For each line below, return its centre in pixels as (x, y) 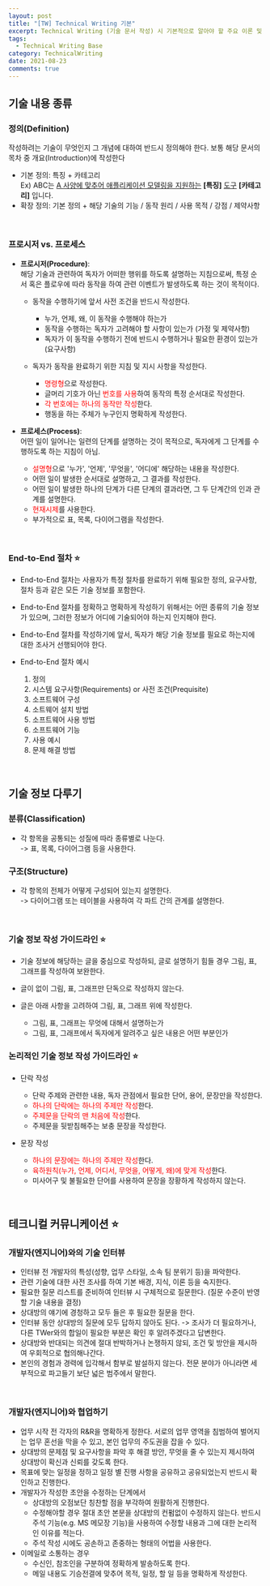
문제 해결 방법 (54, 750)
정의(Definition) (39, 129)
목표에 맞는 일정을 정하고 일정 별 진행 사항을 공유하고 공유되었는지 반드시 (134, 1472)
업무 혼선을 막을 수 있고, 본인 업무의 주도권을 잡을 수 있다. (119, 1442)
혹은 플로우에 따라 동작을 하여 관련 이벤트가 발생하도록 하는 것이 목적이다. (144, 284)
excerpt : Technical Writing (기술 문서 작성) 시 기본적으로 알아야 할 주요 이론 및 (135, 31)
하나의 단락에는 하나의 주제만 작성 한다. (93, 1105)
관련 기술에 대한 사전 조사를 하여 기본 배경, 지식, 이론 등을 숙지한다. (125, 1282)
